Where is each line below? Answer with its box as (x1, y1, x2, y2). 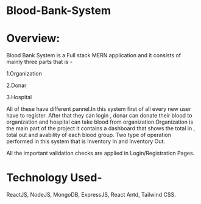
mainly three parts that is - (6, 58, 73, 66)
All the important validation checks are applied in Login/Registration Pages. (6, 150, 195, 157)
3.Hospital (6, 94, 32, 101)
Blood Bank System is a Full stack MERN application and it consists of (6, 52, 182, 59)
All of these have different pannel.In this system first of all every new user (6, 105, 191, 113)
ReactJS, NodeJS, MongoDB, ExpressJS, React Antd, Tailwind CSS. (6, 191, 177, 199)
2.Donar (6, 82, 27, 89)
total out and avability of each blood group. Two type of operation (6, 132, 172, 139)
